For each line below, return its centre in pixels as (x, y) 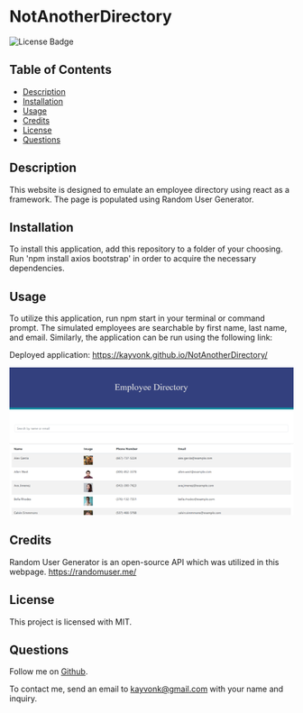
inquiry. (23, 699)
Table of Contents (61, 70)
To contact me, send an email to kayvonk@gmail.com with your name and (147, 689)
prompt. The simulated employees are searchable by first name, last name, (148, 328)
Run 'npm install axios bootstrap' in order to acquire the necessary (133, 259)
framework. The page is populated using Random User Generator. (132, 199)
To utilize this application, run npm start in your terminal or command (138, 318)
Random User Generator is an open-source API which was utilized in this (144, 562)
